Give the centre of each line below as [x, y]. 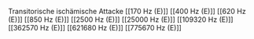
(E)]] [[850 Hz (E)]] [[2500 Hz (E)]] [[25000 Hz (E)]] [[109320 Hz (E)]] [121, 19]
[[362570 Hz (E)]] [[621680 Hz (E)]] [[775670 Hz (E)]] [95, 28]
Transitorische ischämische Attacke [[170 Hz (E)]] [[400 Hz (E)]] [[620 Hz [127, 11]
